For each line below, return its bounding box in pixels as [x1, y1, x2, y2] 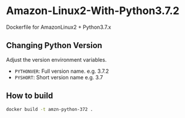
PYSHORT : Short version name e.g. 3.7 [14, 73, 103, 80]
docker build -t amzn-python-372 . [6, 106, 93, 112]
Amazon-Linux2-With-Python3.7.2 [6, 4, 180, 18]
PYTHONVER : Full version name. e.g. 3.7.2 [14, 68, 109, 75]
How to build [6, 91, 53, 101]
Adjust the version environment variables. [6, 56, 107, 63]
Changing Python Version [6, 41, 103, 50]
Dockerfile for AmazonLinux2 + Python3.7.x [6, 23, 112, 31]
